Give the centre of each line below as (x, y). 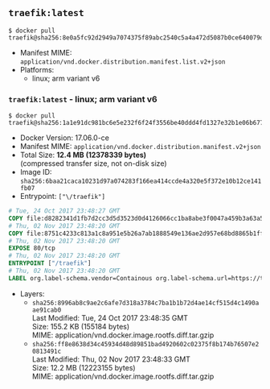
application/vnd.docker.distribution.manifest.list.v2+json (123, 62)
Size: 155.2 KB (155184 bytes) (81, 326)
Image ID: (36, 172)
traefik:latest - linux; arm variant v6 (83, 99)
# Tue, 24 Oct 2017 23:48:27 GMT (64, 211)
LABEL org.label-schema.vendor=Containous (80, 278)
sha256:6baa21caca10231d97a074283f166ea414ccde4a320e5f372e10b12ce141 (141, 181)
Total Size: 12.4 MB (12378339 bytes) (83, 155)
